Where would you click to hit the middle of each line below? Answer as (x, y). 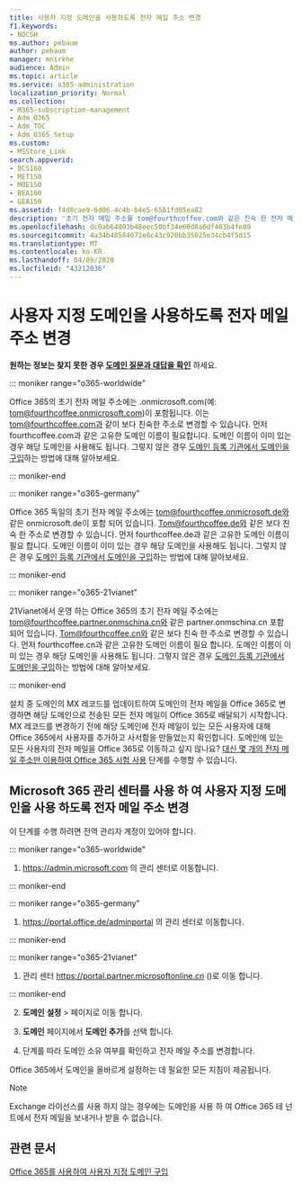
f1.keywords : (34, 26)
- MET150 (26, 176)
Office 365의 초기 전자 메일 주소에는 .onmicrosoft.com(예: (113, 401)
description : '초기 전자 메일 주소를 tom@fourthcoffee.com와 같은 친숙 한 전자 (146, 218)
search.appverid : (42, 160)
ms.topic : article (44, 76)
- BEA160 (26, 193)
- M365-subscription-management (70, 110)
